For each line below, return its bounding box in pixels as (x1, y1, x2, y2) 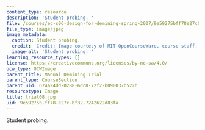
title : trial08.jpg (6, 94, 56, 100)
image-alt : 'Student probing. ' (12, 49, 95, 55)
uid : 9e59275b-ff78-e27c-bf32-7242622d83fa (6, 99, 119, 106)
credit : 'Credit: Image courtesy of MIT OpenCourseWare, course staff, (12, 43, 198, 49)
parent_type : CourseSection (6, 77, 78, 83)
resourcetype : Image (6, 88, 59, 95)
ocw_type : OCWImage (6, 65, 56, 72)
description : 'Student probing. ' (6, 15, 95, 21)
